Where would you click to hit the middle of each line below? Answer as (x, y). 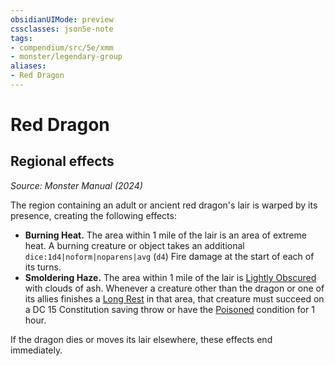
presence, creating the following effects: (93, 215)
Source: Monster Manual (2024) (76, 185)
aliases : (28, 66)
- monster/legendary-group (66, 57)
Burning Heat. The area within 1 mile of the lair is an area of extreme (165, 235)
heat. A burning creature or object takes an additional (134, 245)
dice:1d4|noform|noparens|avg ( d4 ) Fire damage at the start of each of (169, 256)
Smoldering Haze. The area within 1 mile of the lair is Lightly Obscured (170, 277)
